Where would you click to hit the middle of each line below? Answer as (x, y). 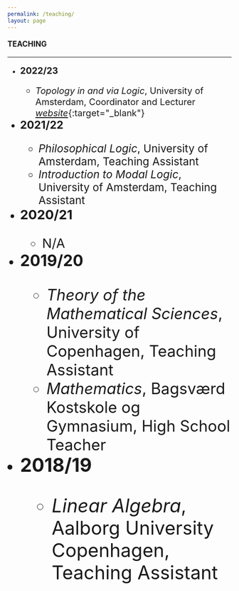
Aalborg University (133, 528)
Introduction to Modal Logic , (110, 174)
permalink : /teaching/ (41, 14)
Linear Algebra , (119, 506)
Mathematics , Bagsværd (136, 388)
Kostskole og (93, 407)
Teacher (76, 444)
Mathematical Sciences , (134, 313)
